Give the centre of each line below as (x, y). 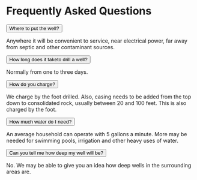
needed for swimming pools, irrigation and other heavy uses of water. (92, 140)
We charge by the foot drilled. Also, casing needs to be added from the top (99, 97)
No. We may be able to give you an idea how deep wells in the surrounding (99, 165)
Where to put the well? (34, 28)
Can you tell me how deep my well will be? (56, 153)
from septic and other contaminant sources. (61, 47)
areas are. (19, 172)
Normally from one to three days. (47, 72)
